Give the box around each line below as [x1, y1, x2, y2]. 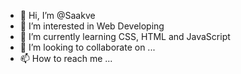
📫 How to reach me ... [19, 53, 113, 64]
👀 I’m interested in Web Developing [19, 20, 165, 32]
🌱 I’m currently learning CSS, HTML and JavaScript [19, 31, 231, 42]
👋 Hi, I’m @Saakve [19, 10, 96, 21]
